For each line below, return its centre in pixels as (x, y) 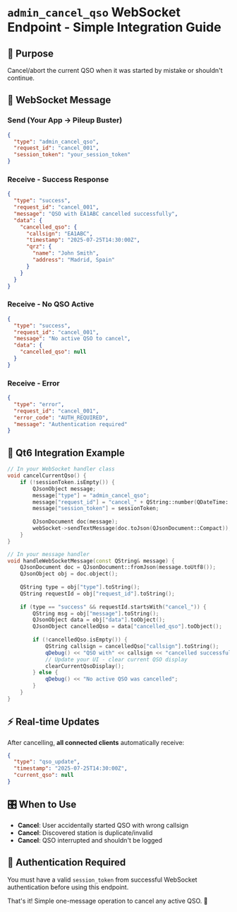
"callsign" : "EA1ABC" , (59, 233)
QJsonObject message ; (65, 489)
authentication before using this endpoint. (68, 887)
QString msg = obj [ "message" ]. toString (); (96, 613)
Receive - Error (34, 383)
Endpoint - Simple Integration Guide (114, 27)
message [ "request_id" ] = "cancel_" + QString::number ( (115, 502)
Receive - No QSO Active (51, 304)
